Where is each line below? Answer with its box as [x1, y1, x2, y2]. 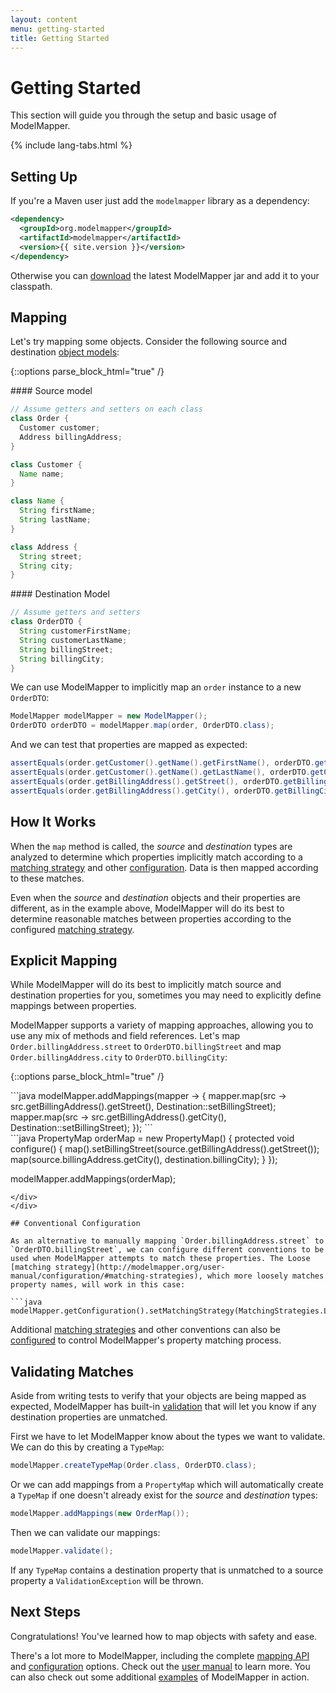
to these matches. [10, 872, 85, 884]
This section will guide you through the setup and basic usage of [10, 109, 277, 121]
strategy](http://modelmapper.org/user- [54, 1262, 226, 1273]
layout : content [10, 14, 78, 25]
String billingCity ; [19, 654, 105, 664]
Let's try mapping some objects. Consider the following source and [10, 336, 288, 348]
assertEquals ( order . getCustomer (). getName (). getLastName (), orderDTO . [10, 767, 311, 778]
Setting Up [10, 168, 78, 185]
